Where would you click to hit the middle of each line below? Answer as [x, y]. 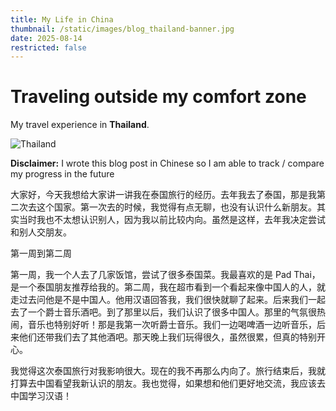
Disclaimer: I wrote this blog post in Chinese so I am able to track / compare [167, 163]
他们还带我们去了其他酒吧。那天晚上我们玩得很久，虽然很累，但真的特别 [167, 337]
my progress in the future [62, 174]
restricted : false [48, 47]
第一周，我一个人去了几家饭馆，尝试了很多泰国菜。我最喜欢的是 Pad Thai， [165, 275]
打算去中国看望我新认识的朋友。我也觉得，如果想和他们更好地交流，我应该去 [168, 383]
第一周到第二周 [41, 253]
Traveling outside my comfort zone [158, 97]
